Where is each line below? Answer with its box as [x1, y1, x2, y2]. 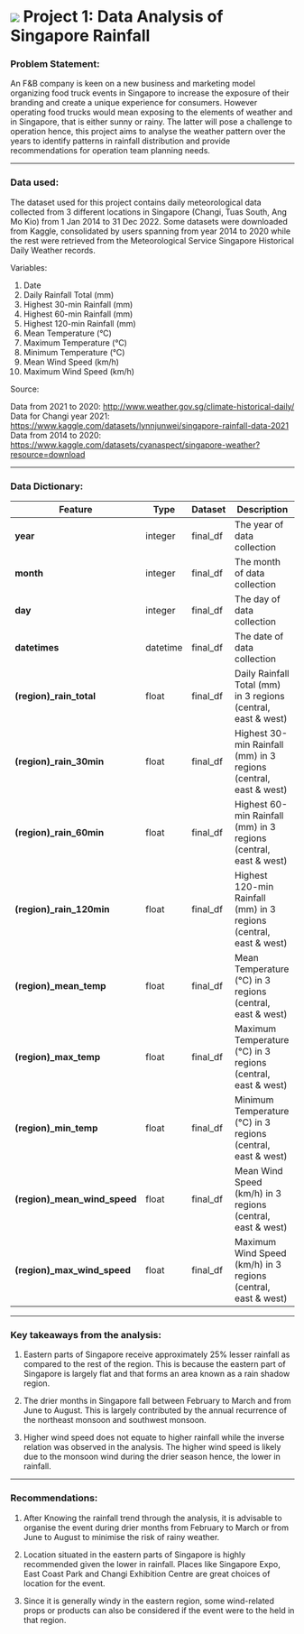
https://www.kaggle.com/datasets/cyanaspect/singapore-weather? [10, 439, 261, 450]
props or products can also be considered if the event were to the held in [23, 1604, 295, 1616]
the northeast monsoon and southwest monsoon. [23, 1415, 207, 1426]
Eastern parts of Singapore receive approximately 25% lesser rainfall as [23, 1349, 290, 1360]
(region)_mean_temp [14, 980, 106, 992]
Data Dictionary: [10, 480, 84, 493]
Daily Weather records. [10, 245, 96, 255]
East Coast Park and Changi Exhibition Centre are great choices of [23, 1568, 271, 1579]
